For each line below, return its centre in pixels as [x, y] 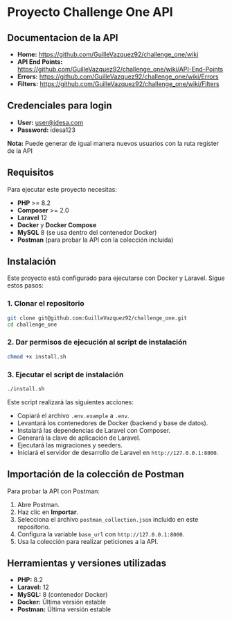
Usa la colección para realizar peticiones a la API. [88, 541]
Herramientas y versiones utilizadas [87, 563]
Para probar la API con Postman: [54, 491]
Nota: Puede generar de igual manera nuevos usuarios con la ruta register [113, 143]
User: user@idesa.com [50, 122]
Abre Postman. [38, 504]
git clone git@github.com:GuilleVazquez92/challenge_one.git [97, 318]
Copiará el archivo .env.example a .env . [73, 415]
